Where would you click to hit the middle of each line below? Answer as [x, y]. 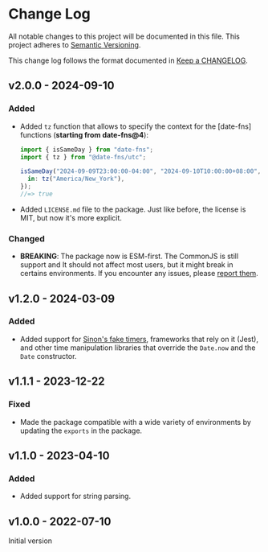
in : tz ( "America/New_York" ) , [76, 179]
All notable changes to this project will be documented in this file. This [124, 36]
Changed [27, 238]
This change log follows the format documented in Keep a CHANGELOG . [128, 60]
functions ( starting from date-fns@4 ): [84, 134]
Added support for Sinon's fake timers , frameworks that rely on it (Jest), [139, 339]
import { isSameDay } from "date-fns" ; [87, 150]
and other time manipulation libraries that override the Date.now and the [138, 348]
